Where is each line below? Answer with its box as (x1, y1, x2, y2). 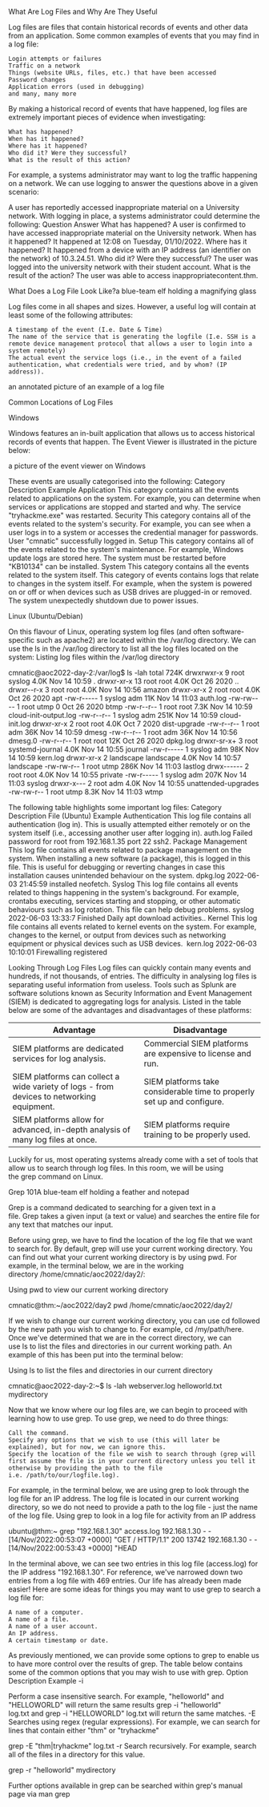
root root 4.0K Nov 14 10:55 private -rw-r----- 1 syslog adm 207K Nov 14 (8, 770, 247, 780)
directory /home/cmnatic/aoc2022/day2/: (8, 1269, 146, 1279)
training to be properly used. (143, 1129, 251, 1140)
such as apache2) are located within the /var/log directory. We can (36, 635, 256, 644)
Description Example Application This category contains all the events (8, 485, 239, 494)
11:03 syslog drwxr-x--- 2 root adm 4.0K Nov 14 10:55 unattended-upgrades (8, 779, 259, 788)
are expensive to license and (143, 1048, 251, 1059)
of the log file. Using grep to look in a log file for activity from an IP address (8, 1511, 256, 1520)
